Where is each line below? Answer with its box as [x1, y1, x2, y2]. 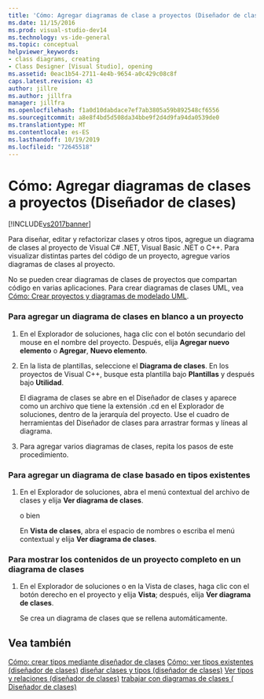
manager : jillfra [8, 99, 65, 107]
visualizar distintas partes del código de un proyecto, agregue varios [8, 251, 230, 261]
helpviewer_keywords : [8, 48, 79, 56]
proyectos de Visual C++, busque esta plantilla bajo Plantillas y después [19, 369, 255, 379]
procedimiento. [19, 449, 69, 459]
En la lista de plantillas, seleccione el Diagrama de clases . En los [19, 360, 229, 370]
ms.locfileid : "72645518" [8, 143, 93, 151]
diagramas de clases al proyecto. [8, 260, 115, 269]
